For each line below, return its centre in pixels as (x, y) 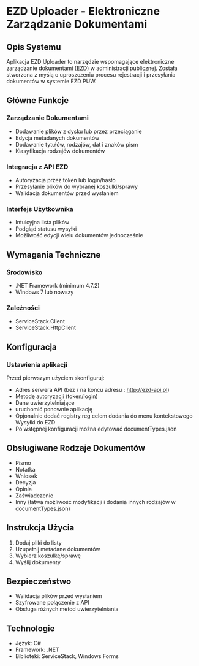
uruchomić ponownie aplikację (54, 409)
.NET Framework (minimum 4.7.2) (57, 285)
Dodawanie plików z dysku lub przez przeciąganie (78, 131)
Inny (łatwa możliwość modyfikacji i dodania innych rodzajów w (95, 502)
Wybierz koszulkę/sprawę (48, 556)
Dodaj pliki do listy (39, 542)
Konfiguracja (32, 347)
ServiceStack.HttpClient (46, 328)
